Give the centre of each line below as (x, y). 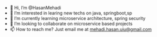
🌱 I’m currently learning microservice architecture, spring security (78, 18)
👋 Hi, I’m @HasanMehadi (35, 8)
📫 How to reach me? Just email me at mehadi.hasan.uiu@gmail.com (81, 29)
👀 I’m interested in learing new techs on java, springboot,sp (71, 13)
